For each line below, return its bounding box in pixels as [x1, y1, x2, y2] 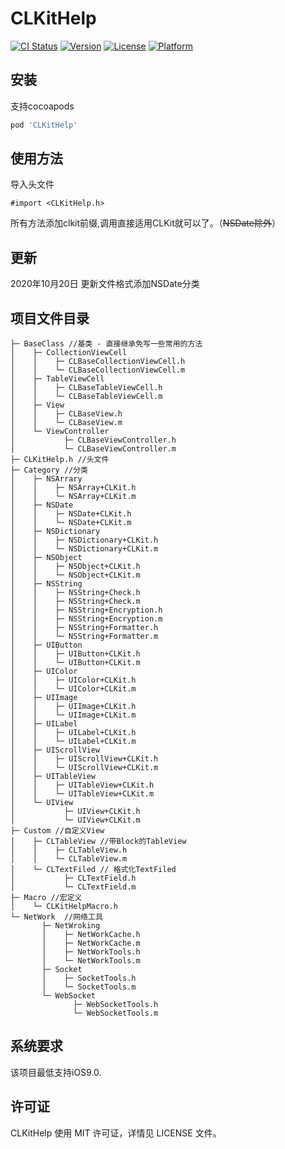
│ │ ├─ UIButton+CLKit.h [10, 649, 141, 659]
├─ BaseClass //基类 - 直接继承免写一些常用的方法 [10, 339, 203, 349]
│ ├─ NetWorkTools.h [41, 947, 141, 957]
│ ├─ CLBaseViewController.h [10, 435, 177, 446]
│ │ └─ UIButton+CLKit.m [10, 658, 141, 668]
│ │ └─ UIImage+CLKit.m [10, 710, 137, 721]
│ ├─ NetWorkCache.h [41, 930, 141, 940]
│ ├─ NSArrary [10, 474, 83, 484]
